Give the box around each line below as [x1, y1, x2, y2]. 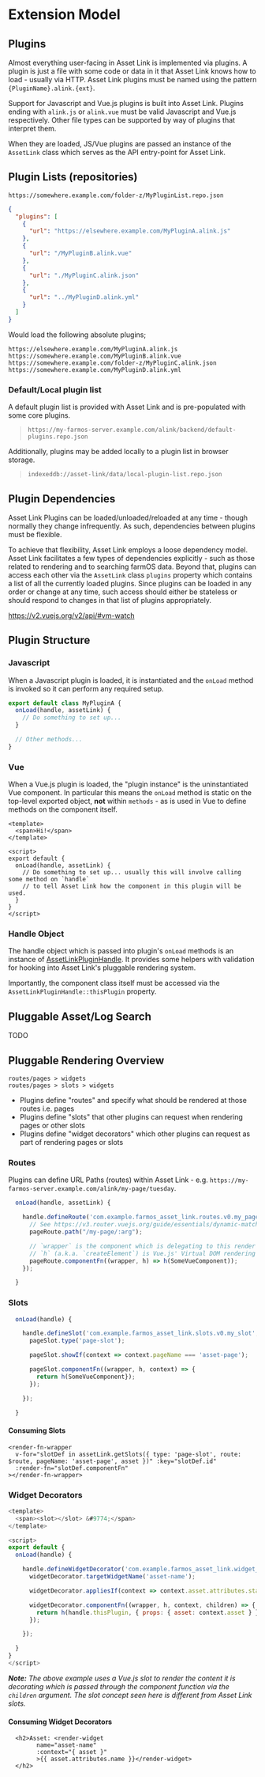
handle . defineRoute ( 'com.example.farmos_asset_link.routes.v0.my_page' [22, 1213, 263, 1222]
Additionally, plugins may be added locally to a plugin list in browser [8, 447, 229, 457]
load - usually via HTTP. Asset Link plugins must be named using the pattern [8, 75, 257, 84]
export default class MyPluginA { [8, 699, 122, 707]
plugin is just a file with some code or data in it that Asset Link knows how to [8, 66, 256, 76]
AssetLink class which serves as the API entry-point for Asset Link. [8, 148, 226, 157]
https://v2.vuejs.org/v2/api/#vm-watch [8, 611, 135, 620]
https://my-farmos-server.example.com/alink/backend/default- [27, 426, 237, 434]
